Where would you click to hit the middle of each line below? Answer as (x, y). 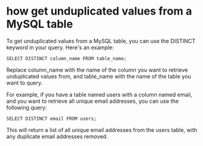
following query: (27, 107)
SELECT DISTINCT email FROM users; (52, 119)
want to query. (24, 83)
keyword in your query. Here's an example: (60, 47)
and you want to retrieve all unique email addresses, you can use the (93, 101)
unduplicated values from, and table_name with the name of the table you (99, 76)
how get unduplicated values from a (99, 11)
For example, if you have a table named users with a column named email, (99, 94)
